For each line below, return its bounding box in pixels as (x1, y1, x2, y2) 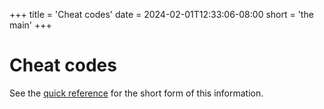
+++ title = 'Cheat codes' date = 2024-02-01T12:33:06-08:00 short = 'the (9, 9, 314, 20)
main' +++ (9, 19, 52, 31)
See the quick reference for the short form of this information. (9, 87, 264, 99)
